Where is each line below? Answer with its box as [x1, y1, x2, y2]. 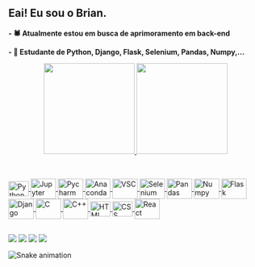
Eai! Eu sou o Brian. [8, 6, 107, 20]
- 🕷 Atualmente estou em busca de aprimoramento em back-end [8, 28, 231, 38]
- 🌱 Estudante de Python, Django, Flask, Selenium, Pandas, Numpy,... [8, 47, 245, 56]
